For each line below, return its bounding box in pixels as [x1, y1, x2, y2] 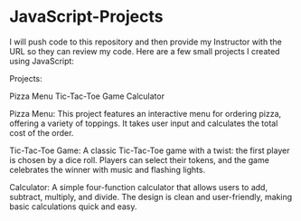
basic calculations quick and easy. [9, 201, 137, 212]
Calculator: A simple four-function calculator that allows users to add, [9, 181, 268, 192]
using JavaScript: [9, 55, 75, 66]
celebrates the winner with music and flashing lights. [9, 164, 206, 175]
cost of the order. [9, 127, 74, 138]
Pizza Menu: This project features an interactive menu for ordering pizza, [9, 108, 282, 119]
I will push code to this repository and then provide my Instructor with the [9, 36, 282, 47]
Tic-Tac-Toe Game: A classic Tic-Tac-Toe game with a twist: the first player [9, 145, 290, 156]
